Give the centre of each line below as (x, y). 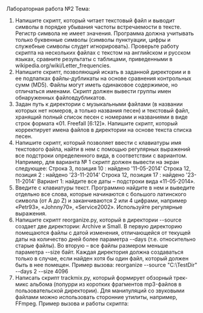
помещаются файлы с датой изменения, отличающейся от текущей (103, 233)
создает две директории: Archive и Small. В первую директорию (98, 226)
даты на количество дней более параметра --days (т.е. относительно (105, 239)
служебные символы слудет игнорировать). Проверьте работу (97, 46)
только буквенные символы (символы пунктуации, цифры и (93, 40)
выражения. (31, 213)
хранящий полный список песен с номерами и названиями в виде (101, 117)
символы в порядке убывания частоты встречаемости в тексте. (98, 27)
